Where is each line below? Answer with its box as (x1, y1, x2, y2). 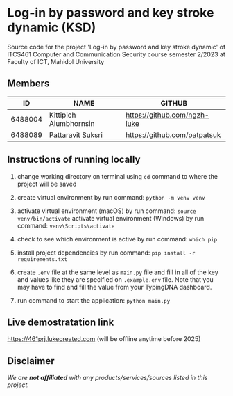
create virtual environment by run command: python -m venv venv (17, 193, 206, 201)
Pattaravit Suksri (49, 130, 103, 140)
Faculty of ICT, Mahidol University (7, 57, 105, 65)
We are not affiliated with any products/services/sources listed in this (7, 374, 208, 382)
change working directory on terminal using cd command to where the (17, 172, 218, 180)
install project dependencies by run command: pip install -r (17, 248, 196, 257)
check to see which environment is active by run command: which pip (17, 235, 218, 243)
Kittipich (49, 110, 76, 120)
